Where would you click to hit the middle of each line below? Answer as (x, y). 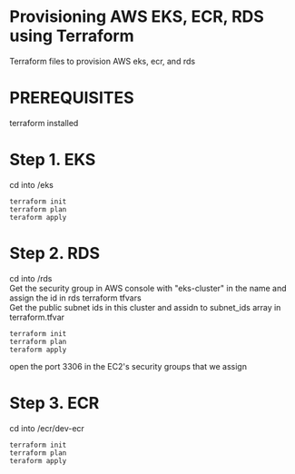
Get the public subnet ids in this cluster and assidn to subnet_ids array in (145, 307)
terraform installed (44, 123)
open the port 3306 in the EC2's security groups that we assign (128, 366)
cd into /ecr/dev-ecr (47, 428)
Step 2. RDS (54, 253)
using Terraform (72, 36)
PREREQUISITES (72, 98)
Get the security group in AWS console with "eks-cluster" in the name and (148, 288)
